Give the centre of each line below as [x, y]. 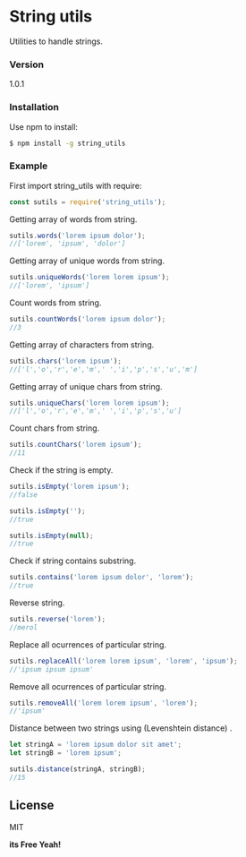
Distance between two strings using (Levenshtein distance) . [121, 728]
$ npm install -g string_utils [68, 143]
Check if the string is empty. [61, 470]
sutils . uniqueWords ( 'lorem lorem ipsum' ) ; [89, 278]
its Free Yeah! [35, 844]
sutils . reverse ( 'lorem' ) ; [57, 620]
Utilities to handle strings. [56, 41]
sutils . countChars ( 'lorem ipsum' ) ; [76, 445]
